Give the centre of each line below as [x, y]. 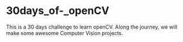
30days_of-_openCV [58, 11]
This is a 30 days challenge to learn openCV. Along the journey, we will [92, 27]
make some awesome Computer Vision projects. [65, 33]
